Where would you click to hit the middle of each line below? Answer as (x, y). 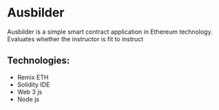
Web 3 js (30, 91)
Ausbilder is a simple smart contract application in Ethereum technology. (110, 32)
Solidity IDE (33, 85)
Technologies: (39, 61)
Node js (28, 99)
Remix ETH (33, 77)
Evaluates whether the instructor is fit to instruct (75, 38)
